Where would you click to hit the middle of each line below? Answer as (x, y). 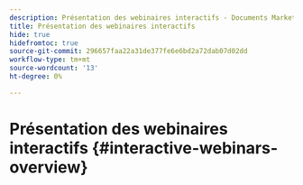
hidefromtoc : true (44, 43)
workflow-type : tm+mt (50, 60)
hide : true (30, 34)
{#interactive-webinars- (185, 148)
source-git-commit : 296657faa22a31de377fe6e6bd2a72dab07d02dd (129, 51)
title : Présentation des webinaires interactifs (102, 26)
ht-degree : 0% (36, 77)
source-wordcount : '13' (54, 69)
